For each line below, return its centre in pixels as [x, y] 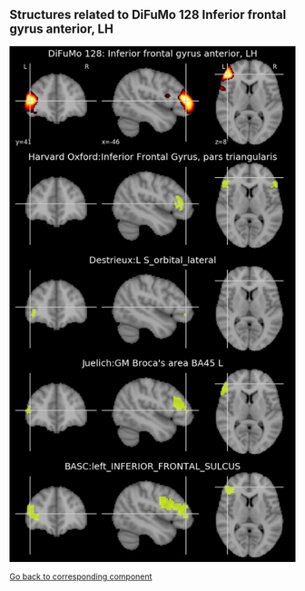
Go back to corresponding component [81, 576]
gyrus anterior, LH [61, 30]
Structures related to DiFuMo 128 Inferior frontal [148, 15]
